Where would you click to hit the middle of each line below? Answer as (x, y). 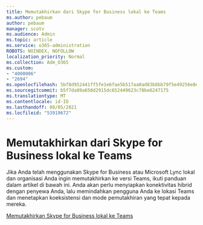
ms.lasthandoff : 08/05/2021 (42, 107)
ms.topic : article (29, 40)
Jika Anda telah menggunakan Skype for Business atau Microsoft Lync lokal (101, 172)
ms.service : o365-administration (48, 46)
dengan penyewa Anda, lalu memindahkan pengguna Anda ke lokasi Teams (100, 191)
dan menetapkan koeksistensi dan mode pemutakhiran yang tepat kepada (98, 198)
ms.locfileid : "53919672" (39, 113)
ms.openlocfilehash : (32, 85)
